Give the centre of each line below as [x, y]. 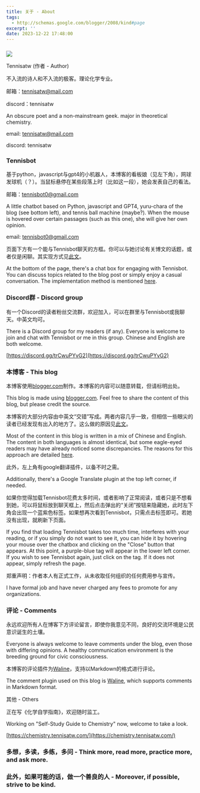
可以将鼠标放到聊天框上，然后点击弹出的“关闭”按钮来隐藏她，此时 [102, 505]
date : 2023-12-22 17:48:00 [40, 34]
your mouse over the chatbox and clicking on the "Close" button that [90, 544]
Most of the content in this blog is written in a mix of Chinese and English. [96, 436]
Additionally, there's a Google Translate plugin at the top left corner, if [91, 479]
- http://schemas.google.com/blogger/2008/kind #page [78, 23]
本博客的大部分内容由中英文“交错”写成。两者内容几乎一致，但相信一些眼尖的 [100, 416]
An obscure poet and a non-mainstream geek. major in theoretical [87, 116]
